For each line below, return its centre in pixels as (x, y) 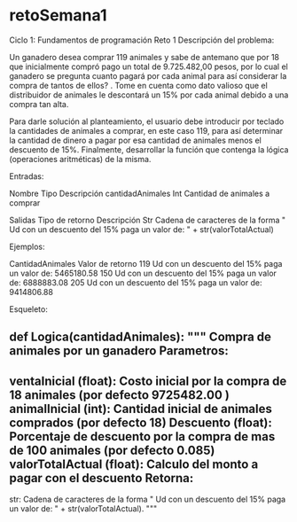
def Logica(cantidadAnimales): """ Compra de (141, 337)
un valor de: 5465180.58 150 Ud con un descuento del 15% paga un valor (143, 273)
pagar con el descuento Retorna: (102, 478)
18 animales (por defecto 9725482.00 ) (120, 395)
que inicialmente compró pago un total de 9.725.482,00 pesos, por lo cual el (148, 66)
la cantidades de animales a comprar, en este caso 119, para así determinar (146, 130)
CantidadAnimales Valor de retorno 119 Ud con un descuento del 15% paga (146, 263)
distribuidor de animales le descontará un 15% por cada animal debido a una (149, 95)
